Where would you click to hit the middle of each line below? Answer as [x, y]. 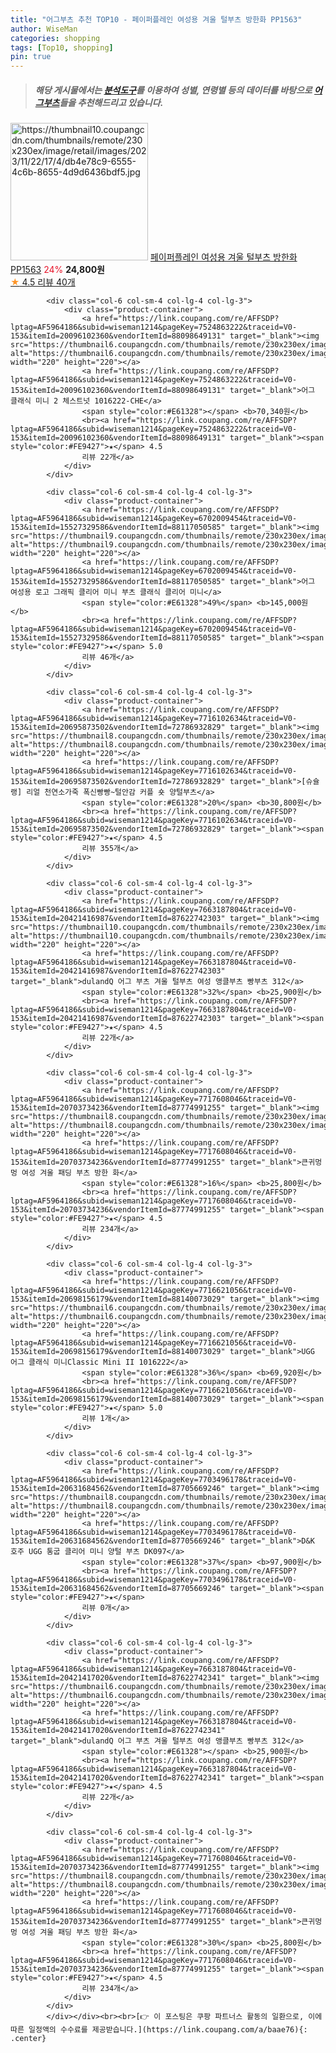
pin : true [31, 57]
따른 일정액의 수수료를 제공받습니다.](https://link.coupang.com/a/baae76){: [159, 2030]
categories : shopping [55, 38]
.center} [28, 2039]
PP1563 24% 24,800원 [57, 270]
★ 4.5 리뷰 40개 [43, 282]
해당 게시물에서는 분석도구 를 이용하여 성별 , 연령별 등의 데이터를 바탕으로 [173, 90]
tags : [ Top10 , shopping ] [62, 47]
